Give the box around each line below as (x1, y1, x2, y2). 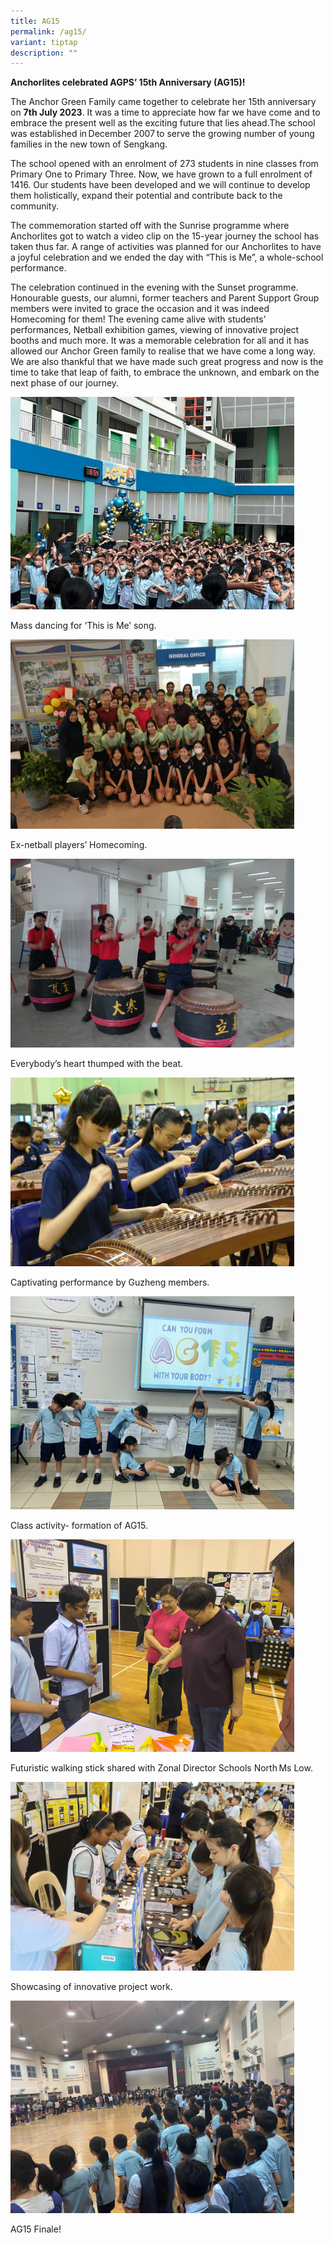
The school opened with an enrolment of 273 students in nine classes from (10, 158, 319, 170)
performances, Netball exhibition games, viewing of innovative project (10, 324, 300, 336)
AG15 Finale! (10, 2223, 62, 2235)
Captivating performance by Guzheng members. (10, 1276, 210, 1289)
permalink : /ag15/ (10, 26, 87, 37)
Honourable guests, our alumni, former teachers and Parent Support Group (10, 292, 320, 304)
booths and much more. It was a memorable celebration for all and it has (10, 335, 310, 347)
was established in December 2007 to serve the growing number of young (10, 128, 315, 140)
